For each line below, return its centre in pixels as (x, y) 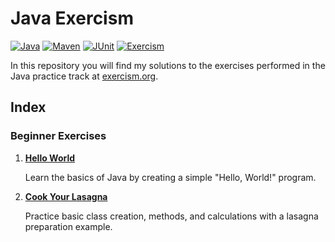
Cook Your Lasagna (66, 196)
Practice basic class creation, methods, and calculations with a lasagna (171, 216)
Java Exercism (72, 18)
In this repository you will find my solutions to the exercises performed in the (168, 65)
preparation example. (68, 226)
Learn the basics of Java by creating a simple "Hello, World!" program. (170, 177)
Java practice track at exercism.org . (84, 76)
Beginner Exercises (58, 136)
